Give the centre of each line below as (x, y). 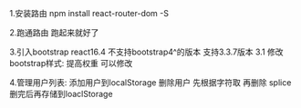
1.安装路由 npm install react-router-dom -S (89, 13)
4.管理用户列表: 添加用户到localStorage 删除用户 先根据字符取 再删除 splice (150, 83)
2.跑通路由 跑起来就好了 (54, 33)
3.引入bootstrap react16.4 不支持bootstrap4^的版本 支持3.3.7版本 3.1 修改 (147, 52)
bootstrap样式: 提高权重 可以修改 (71, 63)
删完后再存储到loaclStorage (61, 94)
